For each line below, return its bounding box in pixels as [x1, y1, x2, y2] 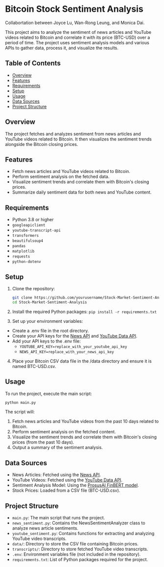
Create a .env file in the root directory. [12, 328, 89, 334]
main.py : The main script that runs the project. [12, 515, 105, 521]
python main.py [5, 400, 36, 405]
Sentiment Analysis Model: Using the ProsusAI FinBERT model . [12, 482, 139, 488]
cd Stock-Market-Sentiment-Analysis [12, 300, 87, 305]
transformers [12, 233, 39, 238]
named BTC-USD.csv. [12, 363, 56, 369]
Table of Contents [5, 59, 61, 67]
